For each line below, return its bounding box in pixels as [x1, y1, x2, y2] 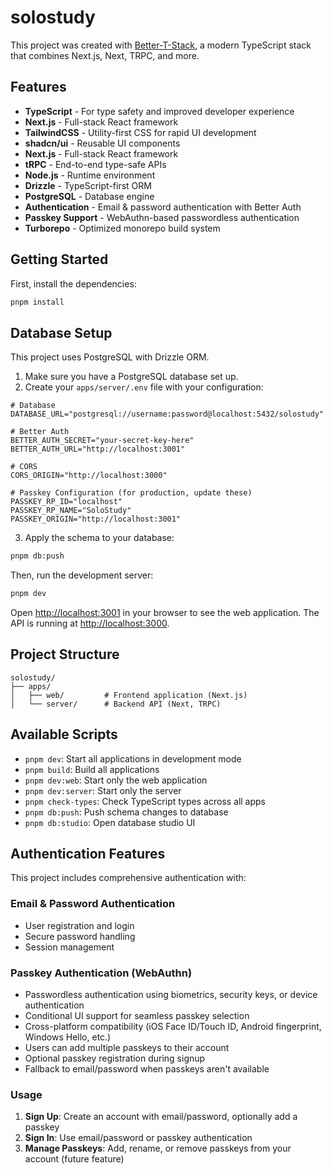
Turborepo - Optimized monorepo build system [24, 222, 221, 234]
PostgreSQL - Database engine [24, 190, 155, 202]
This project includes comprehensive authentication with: [10, 872, 247, 884]
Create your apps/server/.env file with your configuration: [24, 381, 264, 393]
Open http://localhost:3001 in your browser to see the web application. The [10, 607, 320, 618]
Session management [24, 941, 115, 953]
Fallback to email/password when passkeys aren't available [24, 1063, 270, 1075]
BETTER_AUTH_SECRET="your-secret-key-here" [10, 436, 195, 446]
